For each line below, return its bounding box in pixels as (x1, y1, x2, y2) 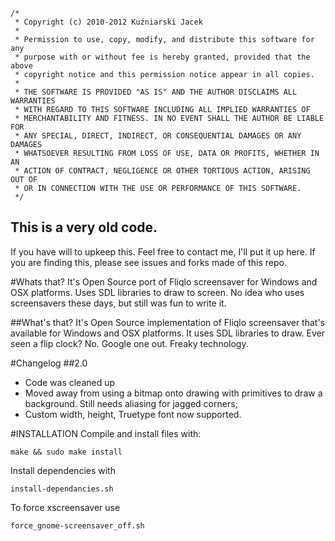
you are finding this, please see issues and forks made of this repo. (10, 256, 288, 268)
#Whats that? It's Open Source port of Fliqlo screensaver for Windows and (10, 275, 318, 288)
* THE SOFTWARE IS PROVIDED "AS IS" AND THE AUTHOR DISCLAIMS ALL (14, 87, 298, 97)
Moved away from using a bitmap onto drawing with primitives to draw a (24, 387, 323, 399)
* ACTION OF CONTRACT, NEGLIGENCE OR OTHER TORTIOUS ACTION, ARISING (14, 166, 311, 176)
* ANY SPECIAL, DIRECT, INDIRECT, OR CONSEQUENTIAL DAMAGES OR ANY (14, 131, 302, 141)
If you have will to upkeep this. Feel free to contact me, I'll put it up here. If (10, 245, 316, 258)
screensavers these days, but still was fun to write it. (10, 297, 227, 309)
